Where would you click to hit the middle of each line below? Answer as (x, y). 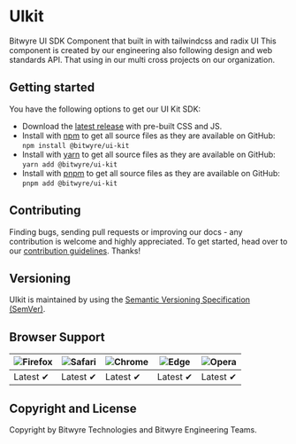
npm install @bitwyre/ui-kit (76, 145)
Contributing (45, 210)
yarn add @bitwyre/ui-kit (69, 164)
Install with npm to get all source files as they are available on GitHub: (148, 136)
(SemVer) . (27, 309)
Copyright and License (73, 408)
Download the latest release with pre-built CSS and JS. (122, 126)
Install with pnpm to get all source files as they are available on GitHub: (151, 173)
